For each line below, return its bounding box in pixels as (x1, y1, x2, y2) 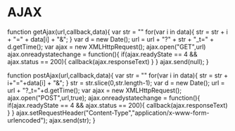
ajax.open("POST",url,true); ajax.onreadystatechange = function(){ (7, 93, 201, 102)
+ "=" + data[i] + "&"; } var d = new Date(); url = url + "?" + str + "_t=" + (7, 35, 215, 43)
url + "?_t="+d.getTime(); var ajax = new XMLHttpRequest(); (7, 86, 182, 94)
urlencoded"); (7, 116, 48, 124)
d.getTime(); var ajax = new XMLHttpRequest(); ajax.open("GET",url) (7, 42, 206, 51)
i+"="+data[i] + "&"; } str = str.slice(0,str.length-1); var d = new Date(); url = (7, 78, 225, 87)
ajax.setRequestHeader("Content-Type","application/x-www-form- (15, 108, 210, 117)
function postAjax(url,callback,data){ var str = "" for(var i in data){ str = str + (7, 71, 229, 80)
